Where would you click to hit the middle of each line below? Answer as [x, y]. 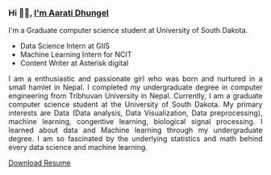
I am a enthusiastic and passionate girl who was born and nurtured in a [135, 79]
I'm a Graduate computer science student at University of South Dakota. [128, 31]
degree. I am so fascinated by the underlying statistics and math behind [135, 139]
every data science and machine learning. [78, 148]
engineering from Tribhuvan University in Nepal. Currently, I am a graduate [135, 96]
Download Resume [40, 163]
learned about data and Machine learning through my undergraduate [135, 130]
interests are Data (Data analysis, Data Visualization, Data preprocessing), [135, 113]
